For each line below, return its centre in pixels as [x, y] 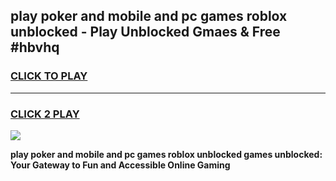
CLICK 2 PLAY [45, 114]
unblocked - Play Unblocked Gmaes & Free [145, 32]
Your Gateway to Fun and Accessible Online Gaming [120, 165]
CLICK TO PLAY [49, 76]
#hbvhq [35, 47]
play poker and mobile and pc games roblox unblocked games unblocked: [166, 154]
